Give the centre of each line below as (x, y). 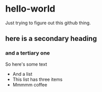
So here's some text (26, 64)
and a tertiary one (28, 53)
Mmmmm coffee (30, 84)
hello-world (30, 9)
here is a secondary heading (51, 39)
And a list (22, 74)
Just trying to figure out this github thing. (48, 23)
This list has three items (37, 79)
